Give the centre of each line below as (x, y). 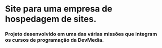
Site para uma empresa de (59, 9)
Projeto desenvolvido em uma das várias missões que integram (81, 34)
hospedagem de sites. (51, 19)
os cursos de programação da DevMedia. (55, 40)
